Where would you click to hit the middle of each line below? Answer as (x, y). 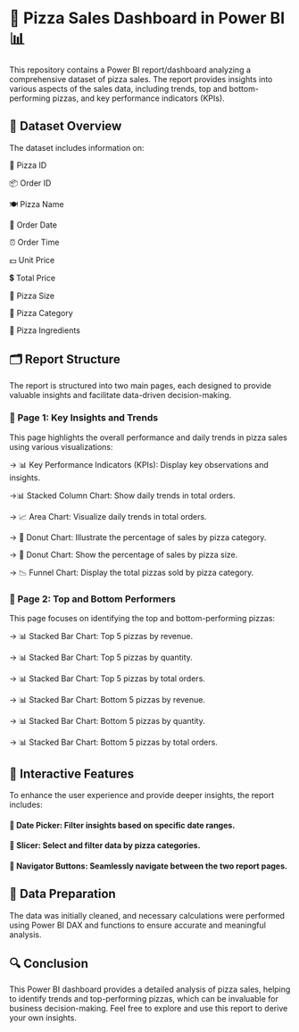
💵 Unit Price (32, 260)
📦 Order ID (30, 183)
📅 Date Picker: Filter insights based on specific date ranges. (122, 825)
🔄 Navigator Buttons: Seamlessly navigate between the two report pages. (149, 866)
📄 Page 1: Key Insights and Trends (84, 418)
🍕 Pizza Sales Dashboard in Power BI (147, 18)
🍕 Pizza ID (28, 165)
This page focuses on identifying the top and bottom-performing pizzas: (142, 619)
